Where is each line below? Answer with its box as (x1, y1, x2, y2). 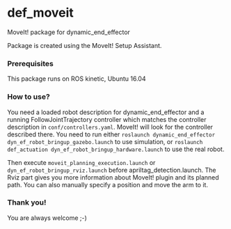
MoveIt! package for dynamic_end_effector (7, 28, 131, 36)
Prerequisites (7, 58, 54, 68)
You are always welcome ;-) (7, 214, 87, 222)
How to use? (7, 92, 50, 102)
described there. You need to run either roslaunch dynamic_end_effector (7, 130, 216, 139)
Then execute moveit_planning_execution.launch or (7, 158, 156, 166)
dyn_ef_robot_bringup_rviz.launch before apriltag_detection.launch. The (7, 166, 216, 174)
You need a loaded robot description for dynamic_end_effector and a (7, 108, 205, 116)
